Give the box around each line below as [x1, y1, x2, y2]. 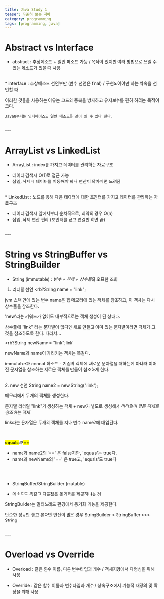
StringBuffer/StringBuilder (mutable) [12, 481, 85, 487]
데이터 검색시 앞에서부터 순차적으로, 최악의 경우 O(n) [12, 210, 113, 216]
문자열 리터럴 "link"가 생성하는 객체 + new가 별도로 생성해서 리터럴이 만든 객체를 [5, 403, 159, 409]
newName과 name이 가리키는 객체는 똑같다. [5, 350, 91, 356]
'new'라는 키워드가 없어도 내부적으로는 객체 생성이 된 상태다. [5, 313, 121, 319]
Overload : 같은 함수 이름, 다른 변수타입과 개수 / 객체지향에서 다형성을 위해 [12, 566, 155, 572]
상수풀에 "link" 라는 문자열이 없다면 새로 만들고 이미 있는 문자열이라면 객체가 [5, 324, 151, 330]
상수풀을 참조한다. [5, 303, 40, 309]
